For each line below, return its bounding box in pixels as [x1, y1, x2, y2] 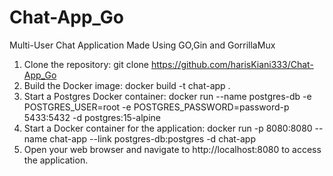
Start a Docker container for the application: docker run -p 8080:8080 [23, 122, 313, 134]
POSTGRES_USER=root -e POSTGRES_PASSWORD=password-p [23, 101, 290, 113]
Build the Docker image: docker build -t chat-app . [23, 79, 231, 91]
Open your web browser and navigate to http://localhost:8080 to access [23, 143, 322, 155]
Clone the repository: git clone [23, 58, 149, 70]
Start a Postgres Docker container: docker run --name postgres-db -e [23, 90, 312, 102]
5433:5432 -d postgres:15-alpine [23, 111, 161, 123]
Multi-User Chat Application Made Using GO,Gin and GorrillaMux [9, 39, 276, 51]
